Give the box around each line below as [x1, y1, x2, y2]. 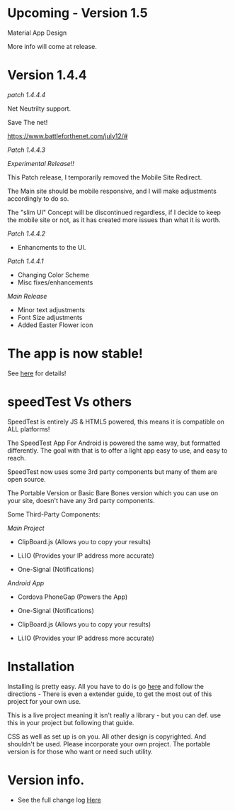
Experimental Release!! [7, 159, 74, 167]
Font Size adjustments [17, 313, 83, 321]
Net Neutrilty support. [7, 104, 71, 113]
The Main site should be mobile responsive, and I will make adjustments [7, 187, 217, 195]
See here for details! [7, 369, 67, 377]
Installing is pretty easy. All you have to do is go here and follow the [7, 682, 204, 690]
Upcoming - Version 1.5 [7, 5, 148, 21]
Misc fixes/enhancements [17, 278, 93, 287]
